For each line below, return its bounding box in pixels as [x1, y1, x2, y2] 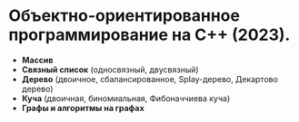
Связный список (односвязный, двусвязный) [21, 64, 199, 75]
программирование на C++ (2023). [8, 24, 291, 45]
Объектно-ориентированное [8, 5, 240, 26]
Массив [21, 54, 54, 65]
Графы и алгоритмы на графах [21, 102, 145, 113]
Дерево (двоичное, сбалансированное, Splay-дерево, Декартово [21, 73, 279, 84]
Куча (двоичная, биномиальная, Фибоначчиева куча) [21, 92, 231, 104]
